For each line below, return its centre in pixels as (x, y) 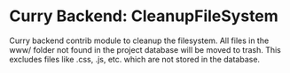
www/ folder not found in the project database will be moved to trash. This (145, 49)
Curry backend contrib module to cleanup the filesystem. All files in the (139, 40)
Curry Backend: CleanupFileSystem (144, 16)
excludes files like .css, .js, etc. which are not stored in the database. (134, 59)
